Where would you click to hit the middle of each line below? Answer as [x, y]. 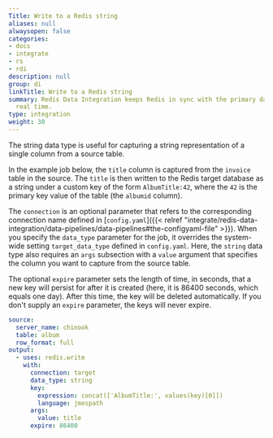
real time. [34, 107]
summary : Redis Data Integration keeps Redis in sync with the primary [132, 99]
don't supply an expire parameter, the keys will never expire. [110, 304]
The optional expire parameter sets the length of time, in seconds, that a [130, 278]
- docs [19, 46]
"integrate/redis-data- [221, 220]
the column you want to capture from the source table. [100, 263]
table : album [38, 335]
